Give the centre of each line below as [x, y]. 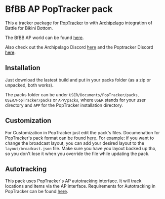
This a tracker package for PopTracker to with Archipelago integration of [79, 23]
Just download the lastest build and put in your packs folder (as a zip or [78, 80]
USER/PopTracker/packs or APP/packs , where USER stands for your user [75, 100]
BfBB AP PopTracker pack [59, 9]
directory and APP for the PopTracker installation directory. [64, 105]
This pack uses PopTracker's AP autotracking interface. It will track [73, 181]
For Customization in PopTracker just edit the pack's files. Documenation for [83, 132]
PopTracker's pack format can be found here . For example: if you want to [80, 138]
